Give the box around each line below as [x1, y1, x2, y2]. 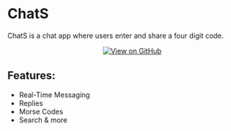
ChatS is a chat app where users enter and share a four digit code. [7, 31, 225, 40]
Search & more [18, 115, 68, 125]
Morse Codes [18, 107, 64, 116]
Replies [18, 98, 44, 107]
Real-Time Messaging [18, 90, 90, 99]
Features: [7, 69, 56, 83]
